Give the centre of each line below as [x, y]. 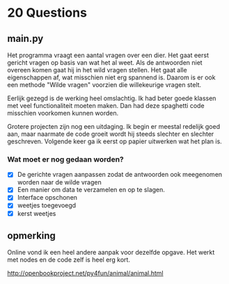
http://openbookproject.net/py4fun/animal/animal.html [85, 274]
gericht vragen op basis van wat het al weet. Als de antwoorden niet [105, 63]
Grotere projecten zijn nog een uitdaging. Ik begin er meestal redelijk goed [114, 126]
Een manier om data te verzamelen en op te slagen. [91, 190]
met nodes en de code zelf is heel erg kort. [69, 260]
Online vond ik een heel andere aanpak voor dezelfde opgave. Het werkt [111, 253]
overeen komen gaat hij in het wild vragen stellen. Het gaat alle [97, 70]
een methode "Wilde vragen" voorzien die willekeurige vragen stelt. [104, 85]
